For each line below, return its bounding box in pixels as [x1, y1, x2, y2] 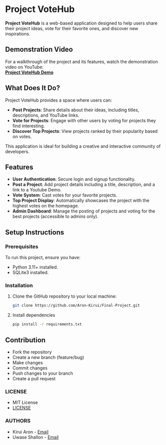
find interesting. [12, 123, 45, 129]
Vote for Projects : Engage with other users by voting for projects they [12, 117, 156, 123]
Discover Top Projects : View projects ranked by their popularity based [12, 128, 158, 134]
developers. [5, 148, 30, 154]
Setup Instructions [5, 228, 64, 237]
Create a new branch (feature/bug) [12, 354, 85, 360]
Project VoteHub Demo [5, 69, 54, 75]
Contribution [5, 336, 46, 344]
